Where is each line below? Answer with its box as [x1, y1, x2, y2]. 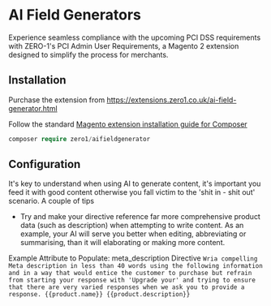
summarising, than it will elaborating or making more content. [19, 238, 226, 248]
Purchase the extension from [8, 95, 105, 105]
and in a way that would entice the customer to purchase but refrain [8, 269, 252, 278]
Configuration [8, 157, 81, 171]
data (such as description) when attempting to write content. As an [19, 221, 244, 231]
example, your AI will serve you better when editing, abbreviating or [19, 229, 247, 239]
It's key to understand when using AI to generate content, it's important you [8, 179, 261, 188]
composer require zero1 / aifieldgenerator [8, 135, 151, 143]
